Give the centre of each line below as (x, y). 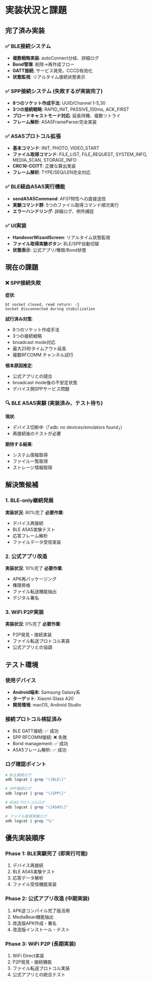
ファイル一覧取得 (30, 461)
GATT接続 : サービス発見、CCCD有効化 (52, 71)
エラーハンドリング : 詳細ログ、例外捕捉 (53, 211)
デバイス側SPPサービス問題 (41, 389)
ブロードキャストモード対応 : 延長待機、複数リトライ (66, 116)
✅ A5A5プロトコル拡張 (33, 136)
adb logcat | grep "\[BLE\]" (36, 780)
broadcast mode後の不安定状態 (45, 382)
